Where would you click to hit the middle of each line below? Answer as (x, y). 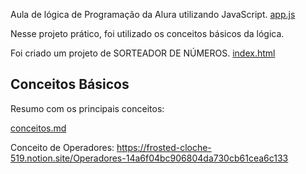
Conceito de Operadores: (62, 147)
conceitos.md (38, 128)
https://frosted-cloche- (164, 147)
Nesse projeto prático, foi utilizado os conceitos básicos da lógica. (147, 33)
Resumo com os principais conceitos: (87, 108)
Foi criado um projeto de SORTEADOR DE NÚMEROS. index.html (143, 53)
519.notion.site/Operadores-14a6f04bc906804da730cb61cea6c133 (149, 158)
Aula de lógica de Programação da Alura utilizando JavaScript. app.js (153, 14)
